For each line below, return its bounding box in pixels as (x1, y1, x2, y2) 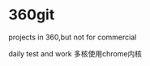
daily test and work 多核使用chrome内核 (8, 48, 143, 58)
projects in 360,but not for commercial (8, 32, 137, 42)
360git (8, 6, 55, 24)
